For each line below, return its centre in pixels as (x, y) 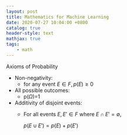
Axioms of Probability (32, 66)
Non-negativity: (34, 77)
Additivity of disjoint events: (48, 103)
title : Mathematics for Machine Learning (58, 17)
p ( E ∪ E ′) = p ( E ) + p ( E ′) (51, 125)
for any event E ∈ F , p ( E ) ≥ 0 (59, 84)
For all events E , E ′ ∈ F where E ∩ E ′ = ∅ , (72, 114)
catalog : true (24, 28)
